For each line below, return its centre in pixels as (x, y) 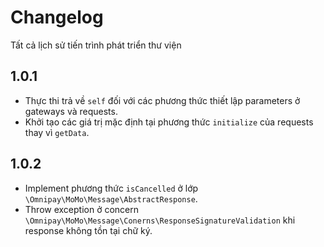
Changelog (57, 17)
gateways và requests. (71, 111)
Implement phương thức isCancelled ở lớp (111, 188)
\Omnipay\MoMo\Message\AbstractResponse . (111, 198)
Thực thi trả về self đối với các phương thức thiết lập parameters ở (162, 100)
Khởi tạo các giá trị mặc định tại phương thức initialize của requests (169, 122)
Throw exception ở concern (82, 209)
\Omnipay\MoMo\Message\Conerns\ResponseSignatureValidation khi (160, 220)
